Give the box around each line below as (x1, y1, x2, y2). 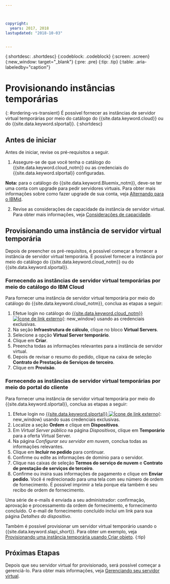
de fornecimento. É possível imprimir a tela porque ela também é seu (12, 481, 158, 487)
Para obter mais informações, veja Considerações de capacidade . (12, 212, 152, 218)
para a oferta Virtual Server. (12, 433, 71, 439)
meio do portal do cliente (5, 384, 68, 391)
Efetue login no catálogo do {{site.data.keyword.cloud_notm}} (12, 310, 143, 317)
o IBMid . (5, 196, 23, 203)
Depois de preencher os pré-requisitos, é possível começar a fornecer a (5, 248, 157, 254)
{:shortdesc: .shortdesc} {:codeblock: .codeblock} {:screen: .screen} (5, 53, 150, 59)
